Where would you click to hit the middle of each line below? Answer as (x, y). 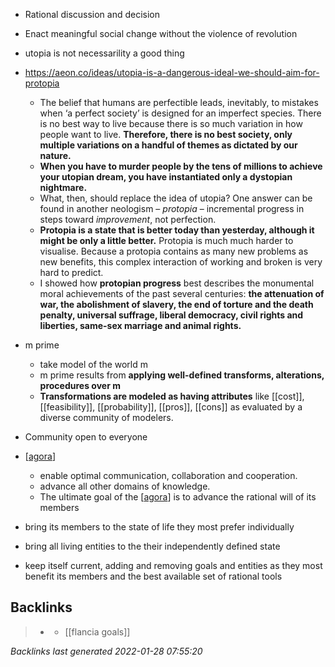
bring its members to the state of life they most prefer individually (159, 527)
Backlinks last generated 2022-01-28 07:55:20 (106, 651)
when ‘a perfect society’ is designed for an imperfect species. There (180, 113)
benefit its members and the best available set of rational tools (153, 576)
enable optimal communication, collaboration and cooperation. (168, 475)
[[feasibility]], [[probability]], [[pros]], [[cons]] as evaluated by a (171, 407)
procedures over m (80, 385)
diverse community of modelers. (106, 417)
